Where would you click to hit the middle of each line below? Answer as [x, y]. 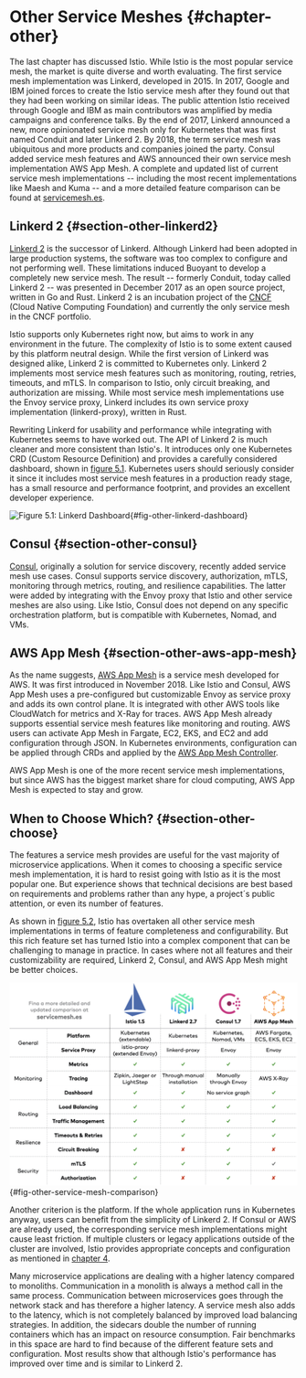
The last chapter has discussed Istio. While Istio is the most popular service [152, 61]
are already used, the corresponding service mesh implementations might [148, 1229]
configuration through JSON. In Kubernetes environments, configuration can [153, 743]
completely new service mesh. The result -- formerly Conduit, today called [150, 277]
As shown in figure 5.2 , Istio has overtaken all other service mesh [132, 922]
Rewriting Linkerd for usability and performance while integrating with [141, 429]
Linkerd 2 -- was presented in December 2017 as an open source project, [148, 287]
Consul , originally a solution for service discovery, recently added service [148, 566]
